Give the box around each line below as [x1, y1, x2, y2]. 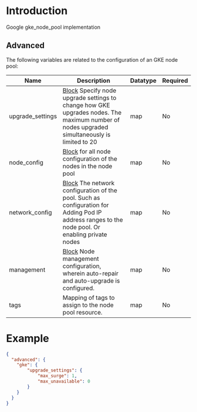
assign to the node [62, 301, 114, 309]
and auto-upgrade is [62, 276, 120, 284]
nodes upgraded [62, 123, 108, 131]
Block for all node [62, 147, 111, 155]
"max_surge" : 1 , [37, 373, 77, 379]
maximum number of [62, 116, 120, 124]
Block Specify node [62, 86, 117, 95]
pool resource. [62, 308, 103, 316]
